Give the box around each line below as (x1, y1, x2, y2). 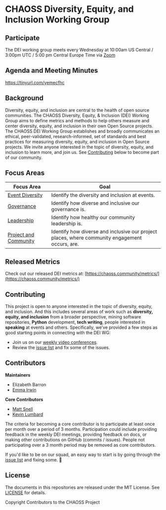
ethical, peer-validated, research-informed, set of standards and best (5, 133, 147, 139)
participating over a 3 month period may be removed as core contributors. (5, 442, 156, 448)
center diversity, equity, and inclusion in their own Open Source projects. (5, 123, 153, 129)
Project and (7, 231, 35, 238)
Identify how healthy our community (51, 214, 135, 221)
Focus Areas (5, 169, 45, 177)
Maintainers (5, 372, 31, 378)
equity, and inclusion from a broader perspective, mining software (5, 314, 141, 320)
